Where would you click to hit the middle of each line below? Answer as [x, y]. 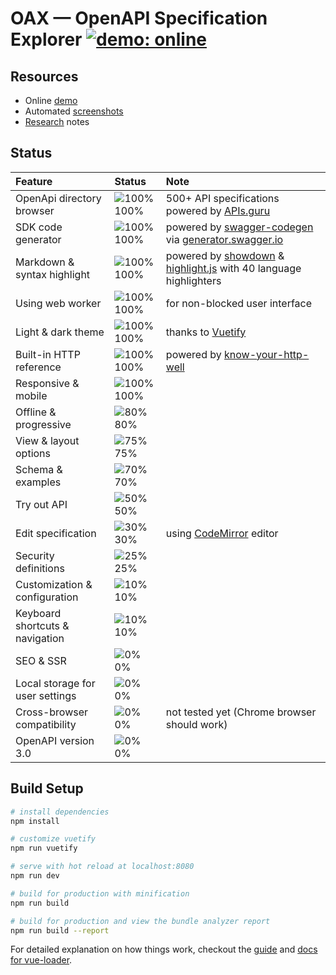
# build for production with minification [100, 893]
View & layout [47, 440]
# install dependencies [60, 812]
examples [38, 482]
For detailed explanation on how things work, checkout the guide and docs [164, 949]
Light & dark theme [60, 332]
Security [35, 555]
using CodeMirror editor [222, 533]
